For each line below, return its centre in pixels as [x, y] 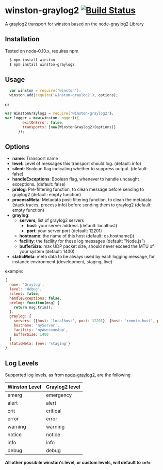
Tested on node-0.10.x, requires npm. [42, 51]
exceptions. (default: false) [39, 184]
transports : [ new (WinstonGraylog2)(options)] [69, 127]
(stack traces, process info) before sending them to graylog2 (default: [82, 205]
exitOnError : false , [43, 122]
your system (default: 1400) [47, 252]
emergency [59, 395]
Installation [22, 39]
